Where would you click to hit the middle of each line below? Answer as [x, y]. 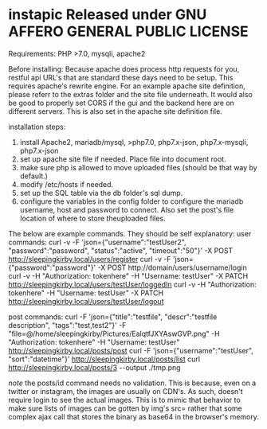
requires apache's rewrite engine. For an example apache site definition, [127, 86]
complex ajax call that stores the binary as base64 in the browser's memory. [133, 416]
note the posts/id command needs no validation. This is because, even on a [132, 383]
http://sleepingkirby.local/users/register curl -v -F [90, 259]
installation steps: [37, 127]
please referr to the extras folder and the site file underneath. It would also [130, 94]
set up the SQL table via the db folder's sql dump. [101, 193]
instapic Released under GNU [108, 15]
